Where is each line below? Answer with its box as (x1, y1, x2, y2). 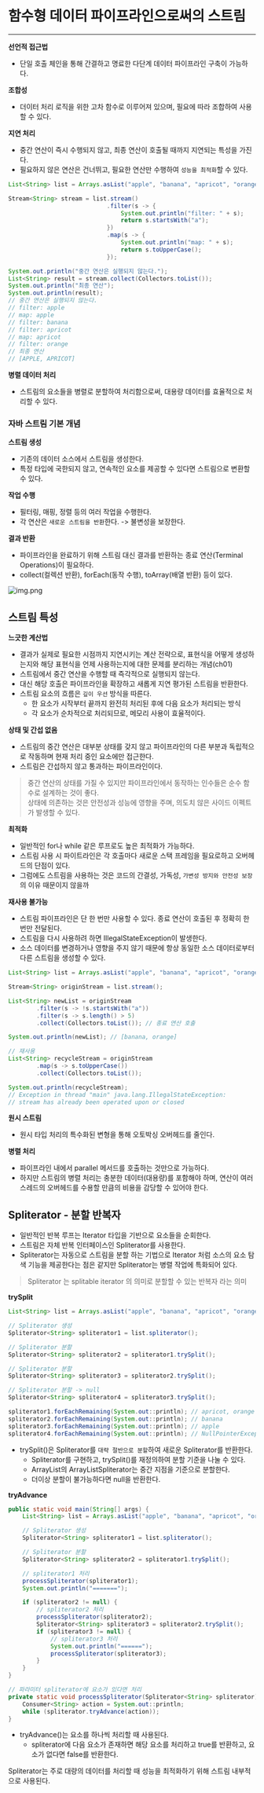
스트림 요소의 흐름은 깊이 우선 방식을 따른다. (19, 689, 152, 698)
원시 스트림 (8, 1113, 42, 1123)
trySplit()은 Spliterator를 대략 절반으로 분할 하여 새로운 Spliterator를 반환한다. (19, 1445, 253, 1454)
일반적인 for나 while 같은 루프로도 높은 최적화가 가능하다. (19, 841, 195, 851)
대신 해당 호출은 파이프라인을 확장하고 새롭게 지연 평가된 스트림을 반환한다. (19, 679, 249, 688)
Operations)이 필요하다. (19, 560, 94, 570)
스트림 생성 (8, 438, 42, 447)
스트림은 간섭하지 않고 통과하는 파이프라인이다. (19, 761, 163, 771)
